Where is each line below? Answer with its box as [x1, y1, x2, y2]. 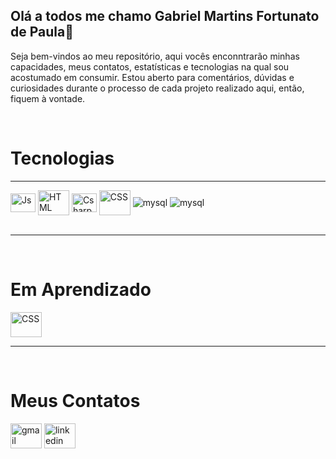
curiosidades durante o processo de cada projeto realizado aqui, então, [10, 82, 305, 94]
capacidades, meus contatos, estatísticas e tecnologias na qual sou [10, 60, 290, 73]
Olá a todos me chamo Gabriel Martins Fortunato [10, 8, 320, 25]
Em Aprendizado [10, 278, 152, 301]
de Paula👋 [10, 24, 74, 41]
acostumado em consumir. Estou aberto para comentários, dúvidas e [10, 71, 295, 83]
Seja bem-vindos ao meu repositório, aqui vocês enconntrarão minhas [10, 50, 300, 62]
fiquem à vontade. [10, 92, 86, 104]
